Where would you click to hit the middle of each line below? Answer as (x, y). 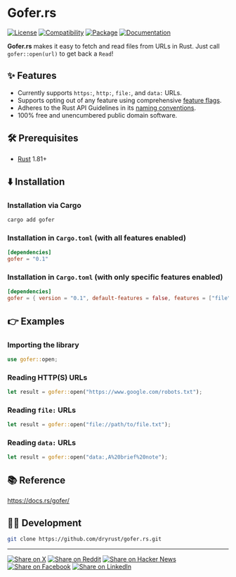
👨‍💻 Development (45, 523)
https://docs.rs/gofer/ (39, 501)
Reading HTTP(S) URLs (47, 377)
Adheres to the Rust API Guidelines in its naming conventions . (107, 108)
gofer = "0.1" (28, 259)
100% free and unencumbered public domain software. (97, 115)
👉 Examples (36, 321)
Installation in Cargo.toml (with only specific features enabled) (115, 278)
